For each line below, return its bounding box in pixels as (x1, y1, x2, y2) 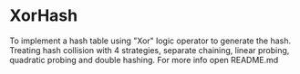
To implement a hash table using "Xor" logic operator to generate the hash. (9, 35, 292, 46)
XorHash (9, 5, 78, 26)
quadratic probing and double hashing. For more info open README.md (9, 54, 279, 65)
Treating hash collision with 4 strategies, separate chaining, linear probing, (9, 44, 290, 55)
